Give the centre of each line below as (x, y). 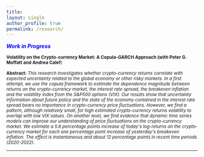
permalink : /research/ (35, 29)
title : (15, 12)
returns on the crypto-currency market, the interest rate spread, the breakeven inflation (98, 89)
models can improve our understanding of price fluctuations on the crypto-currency (94, 121)
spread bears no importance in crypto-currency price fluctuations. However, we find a (97, 105)
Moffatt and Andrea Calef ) (34, 63)
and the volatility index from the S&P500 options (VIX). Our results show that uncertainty (99, 95)
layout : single (25, 18)
